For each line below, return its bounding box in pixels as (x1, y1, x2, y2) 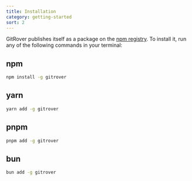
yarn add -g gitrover (6, 106, 59, 112)
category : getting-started (6, 14, 72, 20)
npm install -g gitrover (6, 74, 67, 80)
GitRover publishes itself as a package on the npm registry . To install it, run (6, 36, 187, 43)
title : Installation (6, 8, 57, 15)
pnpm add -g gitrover (6, 138, 59, 144)
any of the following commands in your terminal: (6, 42, 123, 49)
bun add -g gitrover (6, 169, 57, 176)
